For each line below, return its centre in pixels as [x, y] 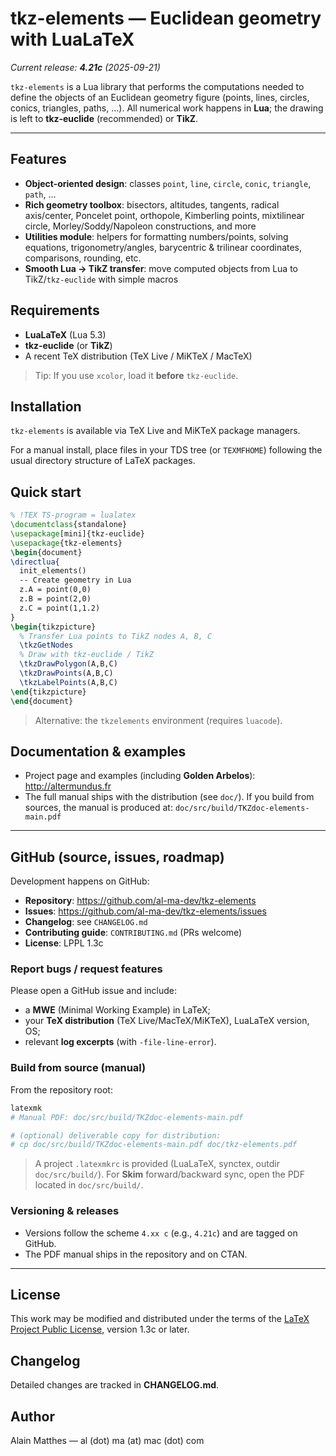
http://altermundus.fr [68, 786]
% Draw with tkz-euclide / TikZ [87, 655]
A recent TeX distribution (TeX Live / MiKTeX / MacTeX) [138, 356]
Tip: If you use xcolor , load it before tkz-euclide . [136, 375]
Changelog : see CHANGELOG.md [86, 922]
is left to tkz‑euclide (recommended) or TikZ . [104, 118]
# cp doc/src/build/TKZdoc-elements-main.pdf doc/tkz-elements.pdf [154, 1145]
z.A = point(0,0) [55, 590]
